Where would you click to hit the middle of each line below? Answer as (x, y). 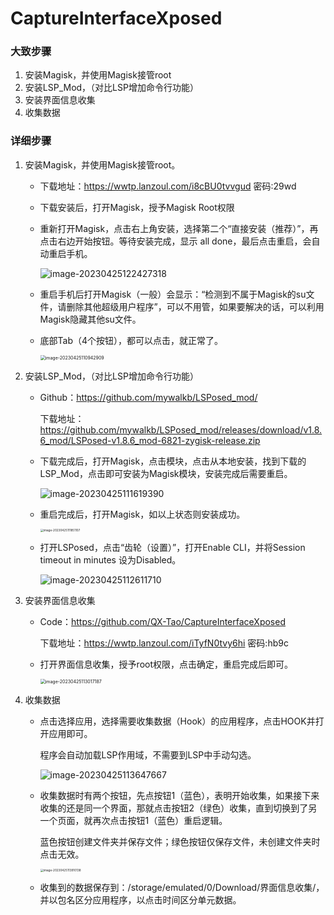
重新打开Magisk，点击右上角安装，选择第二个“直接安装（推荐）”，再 (179, 228)
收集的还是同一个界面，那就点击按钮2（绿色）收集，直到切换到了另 (178, 808)
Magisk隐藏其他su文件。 (90, 319)
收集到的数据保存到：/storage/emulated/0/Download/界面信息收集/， (182, 888)
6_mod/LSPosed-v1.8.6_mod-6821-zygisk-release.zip (150, 440)
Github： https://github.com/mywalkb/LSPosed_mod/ (148, 397)
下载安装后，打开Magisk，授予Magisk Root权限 (137, 207)
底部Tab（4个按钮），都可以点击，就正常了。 (131, 340)
